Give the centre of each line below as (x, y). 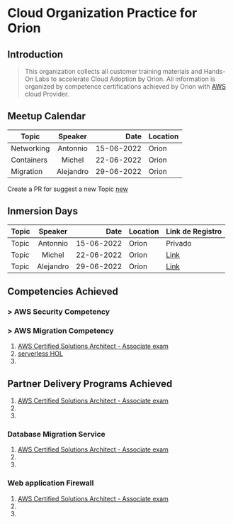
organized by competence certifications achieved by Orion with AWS (125, 86)
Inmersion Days (42, 211)
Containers (29, 160)
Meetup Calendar (47, 116)
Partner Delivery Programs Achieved (90, 384)
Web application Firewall (51, 483)
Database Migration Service (57, 434)
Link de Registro (194, 231)
